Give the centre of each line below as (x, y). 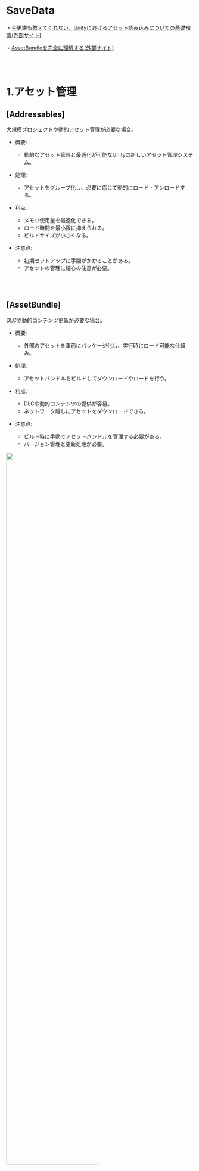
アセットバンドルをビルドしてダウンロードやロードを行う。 (97, 378)
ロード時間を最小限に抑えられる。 (66, 228)
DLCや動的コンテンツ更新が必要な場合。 (56, 320)
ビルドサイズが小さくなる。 (58, 235)
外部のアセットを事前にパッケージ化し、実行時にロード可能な (99, 345)
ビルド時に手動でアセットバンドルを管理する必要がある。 (94, 436)
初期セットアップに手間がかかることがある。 (79, 261)
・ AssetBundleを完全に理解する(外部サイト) (60, 48)
